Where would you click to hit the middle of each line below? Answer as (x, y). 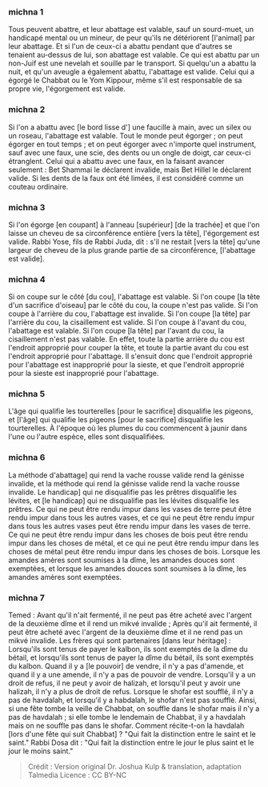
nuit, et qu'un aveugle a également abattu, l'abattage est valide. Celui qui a (131, 72)
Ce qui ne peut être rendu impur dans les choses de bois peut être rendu (128, 534)
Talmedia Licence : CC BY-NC (77, 775)
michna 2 (27, 110)
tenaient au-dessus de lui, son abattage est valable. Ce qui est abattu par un (134, 55)
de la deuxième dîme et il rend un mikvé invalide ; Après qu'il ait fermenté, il (133, 624)
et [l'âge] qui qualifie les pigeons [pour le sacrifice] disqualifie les (116, 420)
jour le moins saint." (41, 751)
